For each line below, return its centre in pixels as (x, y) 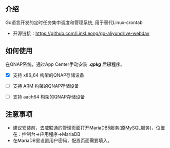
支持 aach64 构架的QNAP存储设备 (49, 96)
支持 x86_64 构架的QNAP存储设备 (49, 75)
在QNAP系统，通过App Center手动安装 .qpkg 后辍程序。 (65, 64)
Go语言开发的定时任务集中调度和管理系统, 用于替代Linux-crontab (74, 22)
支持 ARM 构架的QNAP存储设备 (46, 86)
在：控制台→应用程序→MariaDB (46, 134)
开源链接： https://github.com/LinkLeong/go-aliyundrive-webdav (81, 33)
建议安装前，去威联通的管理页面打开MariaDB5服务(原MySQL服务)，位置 (89, 128)
